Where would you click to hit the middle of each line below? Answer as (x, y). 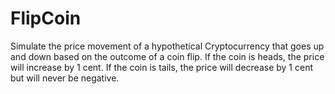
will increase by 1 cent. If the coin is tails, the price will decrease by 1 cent (161, 67)
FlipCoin (46, 18)
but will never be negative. (65, 78)
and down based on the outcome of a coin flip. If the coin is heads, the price (167, 56)
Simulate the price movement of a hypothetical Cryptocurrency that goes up (167, 46)
